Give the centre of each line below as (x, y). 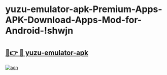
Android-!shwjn (39, 31)
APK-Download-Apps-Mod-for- (74, 20)
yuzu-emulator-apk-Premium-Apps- (84, 9)
